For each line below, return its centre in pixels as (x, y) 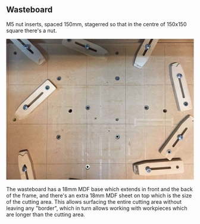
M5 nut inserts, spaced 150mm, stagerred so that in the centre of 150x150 (96, 24)
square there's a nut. (32, 30)
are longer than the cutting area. (46, 214)
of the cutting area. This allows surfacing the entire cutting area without (94, 201)
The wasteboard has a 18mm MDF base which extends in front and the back (100, 189)
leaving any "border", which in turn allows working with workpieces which (97, 208)
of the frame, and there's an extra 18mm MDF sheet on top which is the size (99, 195)
